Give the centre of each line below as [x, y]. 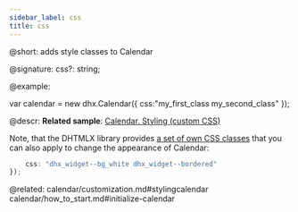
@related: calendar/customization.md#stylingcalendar [109, 190]
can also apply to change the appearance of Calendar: [109, 148]
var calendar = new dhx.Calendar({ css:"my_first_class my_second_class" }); [149, 103]
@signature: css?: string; [55, 69]
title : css [29, 26]
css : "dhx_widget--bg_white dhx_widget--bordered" [121, 164]
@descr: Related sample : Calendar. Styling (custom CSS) [115, 121]
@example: [30, 86]
